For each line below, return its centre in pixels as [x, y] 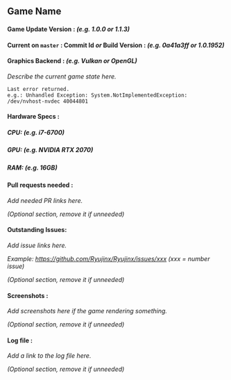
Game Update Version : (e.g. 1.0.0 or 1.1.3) [69, 29]
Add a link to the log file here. [49, 356]
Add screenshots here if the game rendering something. [87, 311]
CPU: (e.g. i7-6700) [36, 132]
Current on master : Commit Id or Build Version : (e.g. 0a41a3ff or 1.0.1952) [116, 45]
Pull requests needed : [40, 185]
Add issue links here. [37, 245]
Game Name [34, 11]
